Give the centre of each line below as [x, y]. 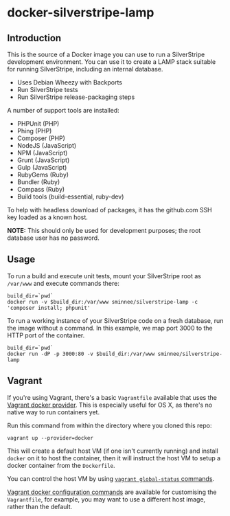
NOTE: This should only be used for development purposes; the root [104, 231]
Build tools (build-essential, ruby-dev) [70, 197]
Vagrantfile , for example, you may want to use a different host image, [106, 499]
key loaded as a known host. [47, 217]
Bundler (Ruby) [38, 182]
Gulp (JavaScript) [42, 167]
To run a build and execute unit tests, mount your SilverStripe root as [104, 276]
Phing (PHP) [34, 131]
